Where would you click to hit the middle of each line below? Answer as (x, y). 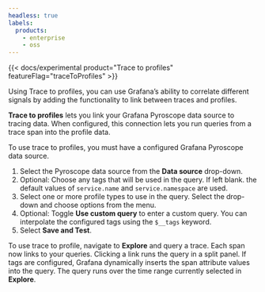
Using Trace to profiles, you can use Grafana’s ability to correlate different (129, 91)
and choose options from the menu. (98, 205)
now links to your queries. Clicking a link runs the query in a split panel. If (127, 254)
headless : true (33, 15)
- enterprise (44, 38)
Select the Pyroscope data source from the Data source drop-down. (131, 171)
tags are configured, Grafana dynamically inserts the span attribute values (129, 263)
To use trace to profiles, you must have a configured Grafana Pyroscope (126, 148)
